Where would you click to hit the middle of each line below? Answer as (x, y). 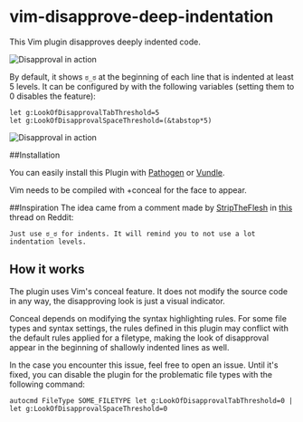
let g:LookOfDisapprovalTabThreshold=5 (85, 112)
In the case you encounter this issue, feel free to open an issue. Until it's (144, 365)
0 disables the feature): (53, 96)
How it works (47, 269)
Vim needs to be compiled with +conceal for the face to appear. (128, 190)
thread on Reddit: (42, 217)
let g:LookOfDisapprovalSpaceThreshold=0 (89, 408)
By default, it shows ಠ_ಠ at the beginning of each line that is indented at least (151, 77)
